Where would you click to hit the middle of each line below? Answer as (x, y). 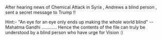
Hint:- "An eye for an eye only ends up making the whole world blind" (77, 22)
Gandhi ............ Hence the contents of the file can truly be (86, 27)
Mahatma (15, 27)
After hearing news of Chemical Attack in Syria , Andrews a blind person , (81, 7)
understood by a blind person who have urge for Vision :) (64, 32)
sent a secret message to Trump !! (41, 12)
